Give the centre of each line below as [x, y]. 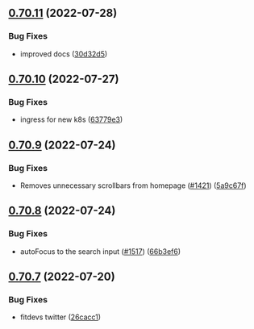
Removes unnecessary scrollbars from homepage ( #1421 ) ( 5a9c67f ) [133, 185]
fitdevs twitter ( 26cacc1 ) [60, 317]
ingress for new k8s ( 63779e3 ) [71, 119]
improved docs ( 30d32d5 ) [64, 54]
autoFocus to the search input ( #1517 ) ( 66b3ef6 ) [100, 251]
